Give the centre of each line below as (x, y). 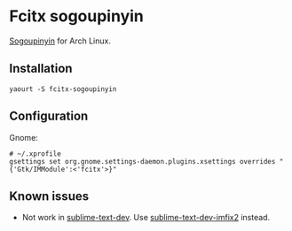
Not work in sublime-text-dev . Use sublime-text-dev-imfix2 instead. (146, 218)
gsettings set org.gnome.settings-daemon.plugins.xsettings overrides (142, 161)
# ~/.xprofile (36, 154)
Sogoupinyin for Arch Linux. (60, 41)
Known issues (49, 196)
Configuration (49, 116)
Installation (41, 69)
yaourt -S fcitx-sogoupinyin (63, 89)
